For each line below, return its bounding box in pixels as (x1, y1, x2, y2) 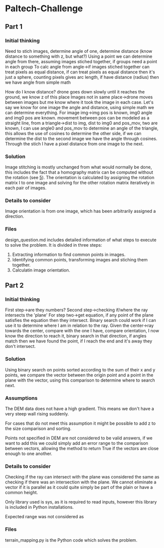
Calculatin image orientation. (12, 267, 70, 273)
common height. (5, 490, 38, 496)
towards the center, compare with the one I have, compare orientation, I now (5, 328, 159, 334)
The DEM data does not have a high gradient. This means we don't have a (5, 406, 154, 411)
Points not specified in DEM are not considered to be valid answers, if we (5, 435, 153, 441)
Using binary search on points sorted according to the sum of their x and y (5, 366, 156, 372)
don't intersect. (5, 343, 36, 349)
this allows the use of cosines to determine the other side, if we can (5, 130, 142, 136)
